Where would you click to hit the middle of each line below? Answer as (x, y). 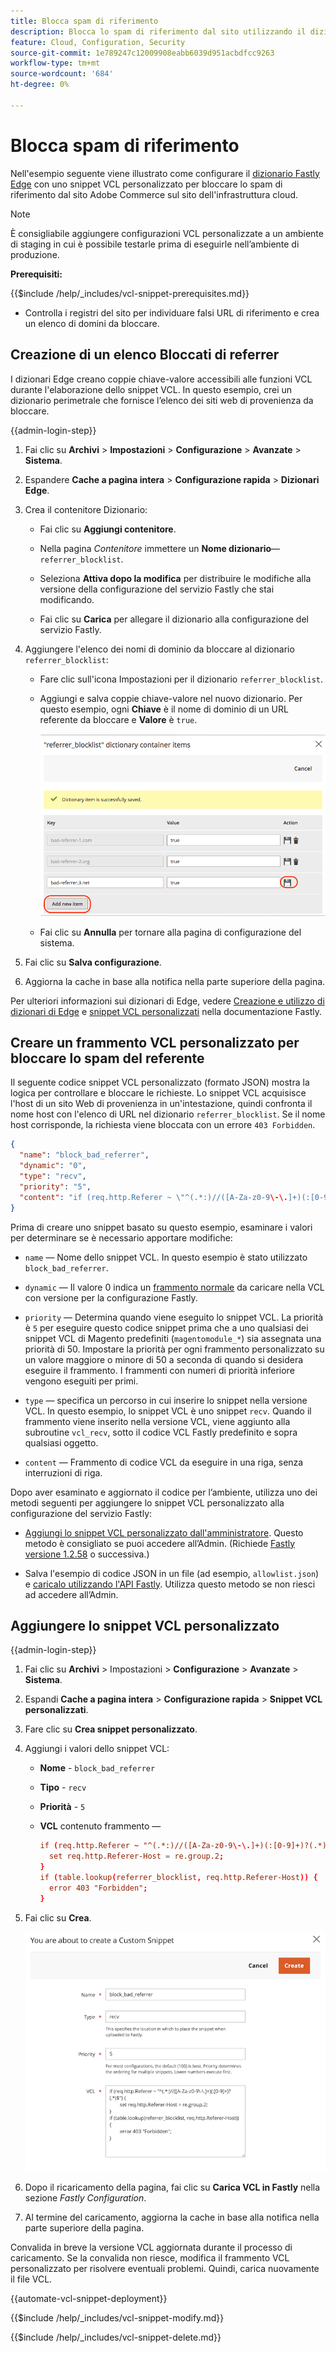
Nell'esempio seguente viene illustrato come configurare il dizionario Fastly (165, 173)
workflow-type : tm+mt (55, 63)
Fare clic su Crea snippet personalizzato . (111, 1729)
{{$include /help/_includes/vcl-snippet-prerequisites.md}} (130, 293)
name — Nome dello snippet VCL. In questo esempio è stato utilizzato (166, 1257)
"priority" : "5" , (55, 1186)
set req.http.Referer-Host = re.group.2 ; (136, 1856)
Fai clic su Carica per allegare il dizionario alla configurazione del (174, 619)
